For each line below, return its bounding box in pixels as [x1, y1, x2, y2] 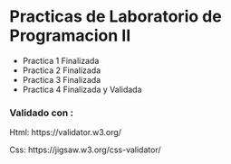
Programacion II [9, 25, 131, 46]
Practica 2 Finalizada [22, 65, 101, 76]
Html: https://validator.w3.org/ [9, 127, 122, 138]
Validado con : [9, 106, 74, 119]
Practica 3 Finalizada [22, 74, 101, 85]
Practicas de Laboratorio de [9, 6, 222, 27]
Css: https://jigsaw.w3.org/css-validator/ [9, 144, 161, 155]
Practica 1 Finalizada [22, 55, 100, 66]
